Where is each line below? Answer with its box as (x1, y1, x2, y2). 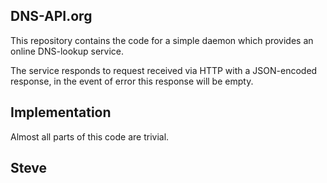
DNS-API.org (10, 8, 93, 25)
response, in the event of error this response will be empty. (10, 75, 254, 87)
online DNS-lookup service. (10, 45, 125, 57)
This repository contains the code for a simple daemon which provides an (10, 34, 314, 46)
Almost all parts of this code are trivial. (10, 130, 170, 143)
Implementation (10, 104, 112, 121)
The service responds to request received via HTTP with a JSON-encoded (10, 64, 318, 76)
